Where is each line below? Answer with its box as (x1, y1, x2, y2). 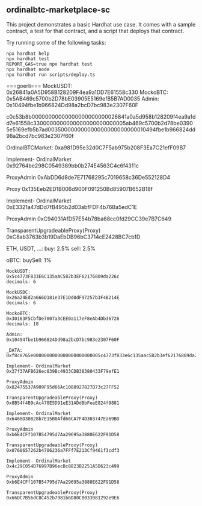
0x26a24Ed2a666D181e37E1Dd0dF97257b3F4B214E (6, 295, 120, 301)
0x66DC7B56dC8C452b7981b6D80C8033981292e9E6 (6, 495, 120, 501)
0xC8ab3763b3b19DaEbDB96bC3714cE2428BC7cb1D (6, 233, 141, 240)
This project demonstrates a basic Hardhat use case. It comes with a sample (6, 20, 196, 28)
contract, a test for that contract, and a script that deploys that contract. (6, 27, 185, 34)
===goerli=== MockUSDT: (6, 82, 73, 89)
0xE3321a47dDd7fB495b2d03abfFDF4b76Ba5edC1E (6, 203, 137, 210)
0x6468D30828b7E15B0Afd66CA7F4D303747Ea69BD (6, 416, 120, 422)
